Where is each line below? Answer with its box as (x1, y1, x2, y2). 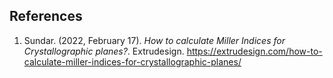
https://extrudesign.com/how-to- (186, 45, 323, 57)
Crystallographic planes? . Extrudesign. (23, 45, 185, 57)
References (9, 8, 83, 25)
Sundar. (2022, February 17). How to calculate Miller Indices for (23, 34, 286, 46)
